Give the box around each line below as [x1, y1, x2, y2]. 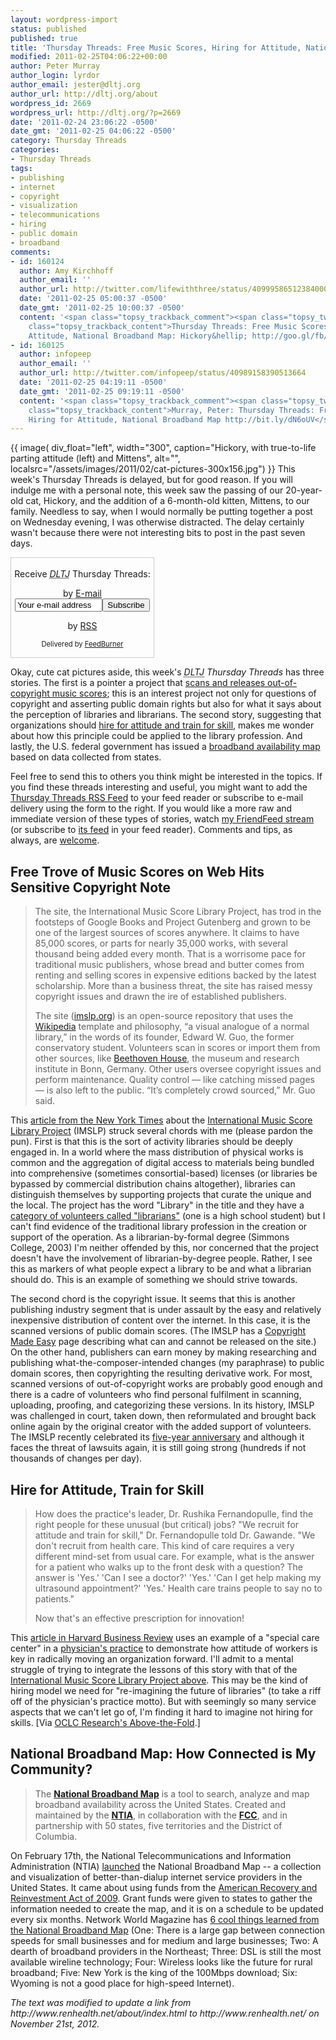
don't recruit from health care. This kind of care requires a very [34, 1540, 295, 1552]
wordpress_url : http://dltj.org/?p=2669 [10, 107, 182, 118]
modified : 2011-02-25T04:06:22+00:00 [10, 52, 168, 62]
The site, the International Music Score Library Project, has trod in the [34, 906, 322, 918]
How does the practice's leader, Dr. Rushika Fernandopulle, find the [34, 1508, 314, 1520]
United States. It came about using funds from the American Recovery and [10, 1881, 318, 1893]
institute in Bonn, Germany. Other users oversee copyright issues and [34, 1063, 322, 1075]
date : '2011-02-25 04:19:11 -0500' [19, 377, 168, 387]
